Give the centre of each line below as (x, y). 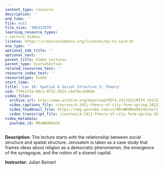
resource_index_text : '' (30, 73)
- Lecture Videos (23, 37)
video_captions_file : (31, 105)
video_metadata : (21, 118)
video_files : (18, 96)
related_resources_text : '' (34, 69)
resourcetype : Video (26, 78)
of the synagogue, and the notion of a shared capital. (59, 152)
